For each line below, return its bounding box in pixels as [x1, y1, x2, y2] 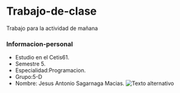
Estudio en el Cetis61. [15, 54, 70, 61]
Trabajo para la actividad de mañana [6, 24, 98, 32]
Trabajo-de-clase [6, 4, 97, 18]
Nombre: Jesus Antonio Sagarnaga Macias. [15, 80, 125, 87]
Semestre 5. [15, 60, 46, 68]
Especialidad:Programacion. [15, 67, 86, 74]
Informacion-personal [6, 40, 73, 48]
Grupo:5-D [15, 73, 43, 81]
